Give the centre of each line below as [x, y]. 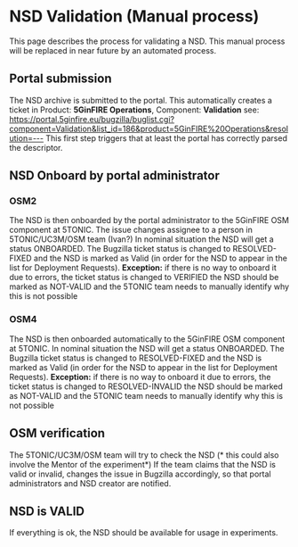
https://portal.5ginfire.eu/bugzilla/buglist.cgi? [92, 119]
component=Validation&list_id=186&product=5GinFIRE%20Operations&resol [149, 128]
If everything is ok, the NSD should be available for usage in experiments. [144, 533]
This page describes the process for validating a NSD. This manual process [147, 41]
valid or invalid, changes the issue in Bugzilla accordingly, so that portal [140, 474]
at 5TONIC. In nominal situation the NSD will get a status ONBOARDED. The [147, 348]
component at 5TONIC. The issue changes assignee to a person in [131, 230]
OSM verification [57, 433]
